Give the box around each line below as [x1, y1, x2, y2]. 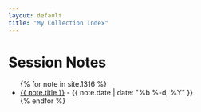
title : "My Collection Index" [8, 19, 109, 27]
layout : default [8, 11, 62, 20]
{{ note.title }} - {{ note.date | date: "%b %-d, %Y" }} [19, 88, 194, 98]
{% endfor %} [19, 96, 66, 106]
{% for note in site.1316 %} [19, 79, 108, 89]
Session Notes [8, 53, 107, 71]
